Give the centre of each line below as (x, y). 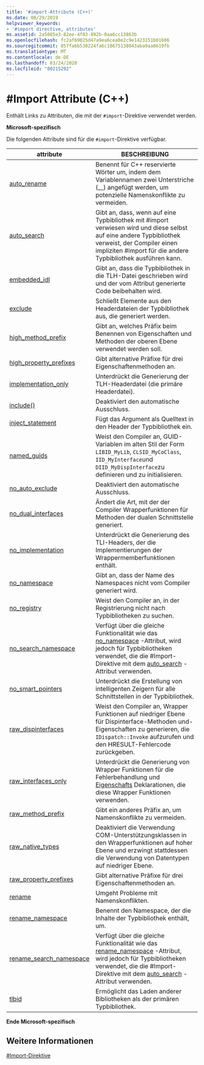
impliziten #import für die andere (142, 251)
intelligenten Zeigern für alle (135, 689)
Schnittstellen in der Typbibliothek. (144, 697)
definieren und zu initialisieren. (139, 475)
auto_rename (28, 183)
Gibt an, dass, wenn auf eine (136, 213)
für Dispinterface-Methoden (136, 722)
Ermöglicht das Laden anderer (138, 991)
